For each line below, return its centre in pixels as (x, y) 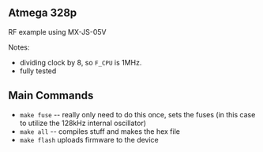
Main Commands (51, 96)
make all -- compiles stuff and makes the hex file (100, 131)
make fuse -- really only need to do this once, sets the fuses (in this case (137, 114)
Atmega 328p (43, 13)
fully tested (38, 71)
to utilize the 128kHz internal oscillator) (83, 123)
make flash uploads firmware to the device (89, 139)
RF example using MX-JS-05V (57, 32)
